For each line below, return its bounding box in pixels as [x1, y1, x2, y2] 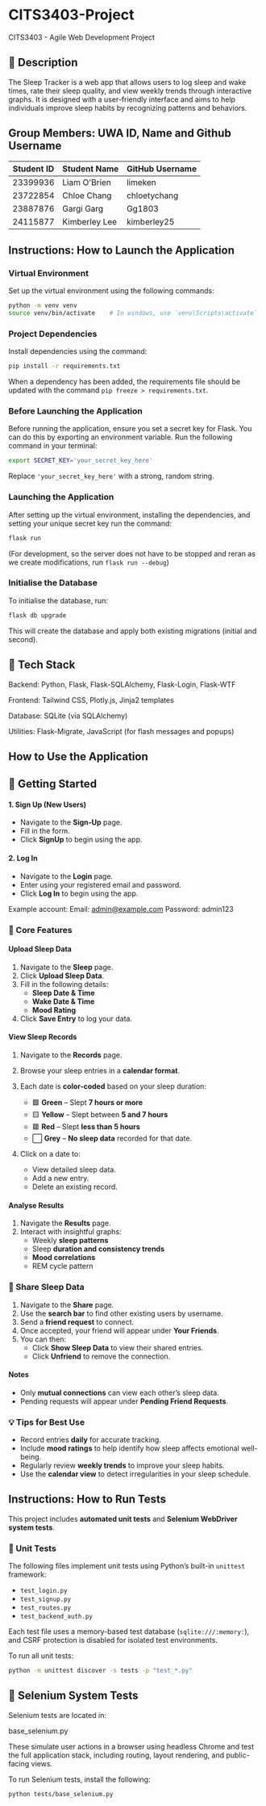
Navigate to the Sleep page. [19, 962, 114, 972]
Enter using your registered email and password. [19, 880, 181, 889]
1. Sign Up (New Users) [8, 800, 87, 809]
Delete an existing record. [31, 1182, 118, 1192]
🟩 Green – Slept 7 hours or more [31, 1098, 143, 1107]
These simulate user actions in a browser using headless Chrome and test [8, 1741, 254, 1751]
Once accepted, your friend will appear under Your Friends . [19, 1325, 219, 1335]
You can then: [19, 1334, 67, 1344]
